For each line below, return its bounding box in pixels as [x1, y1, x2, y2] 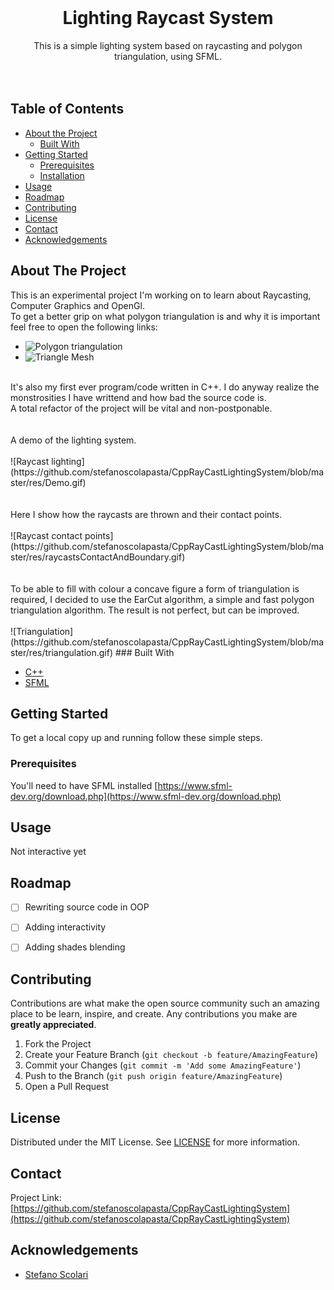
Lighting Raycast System [62, 7, 274, 30]
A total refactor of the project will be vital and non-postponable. [10, 402, 273, 414]
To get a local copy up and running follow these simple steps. [10, 732, 263, 744]
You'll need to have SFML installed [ [10, 779, 158, 791]
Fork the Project [24, 1038, 92, 1050]
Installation [39, 169, 85, 181]
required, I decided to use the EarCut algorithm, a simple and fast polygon [10, 593, 315, 605]
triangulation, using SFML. [114, 50, 222, 62]
